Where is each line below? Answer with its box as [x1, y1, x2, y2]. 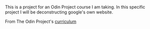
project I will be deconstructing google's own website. [5, 9, 113, 15]
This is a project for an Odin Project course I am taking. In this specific [5, 4, 146, 10]
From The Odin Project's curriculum [5, 19, 77, 24]
